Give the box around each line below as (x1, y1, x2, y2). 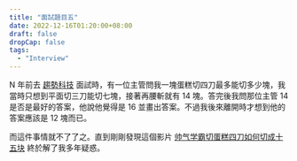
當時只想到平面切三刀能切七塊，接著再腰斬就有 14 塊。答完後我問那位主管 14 (9, 90, 289, 101)
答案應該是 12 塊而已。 (9, 112, 92, 123)
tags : (9, 46, 29, 55)
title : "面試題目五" (9, 12, 78, 22)
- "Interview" (17, 54, 69, 63)
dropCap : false (9, 37, 66, 47)
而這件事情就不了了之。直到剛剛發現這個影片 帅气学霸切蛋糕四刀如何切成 (9, 132, 276, 142)
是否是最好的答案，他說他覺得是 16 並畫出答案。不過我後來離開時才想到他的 (9, 102, 286, 111)
